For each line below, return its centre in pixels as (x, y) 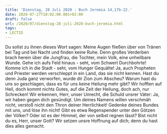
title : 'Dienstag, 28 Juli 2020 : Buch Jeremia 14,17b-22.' (69, 10)
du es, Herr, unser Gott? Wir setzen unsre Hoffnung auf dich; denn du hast (82, 121)
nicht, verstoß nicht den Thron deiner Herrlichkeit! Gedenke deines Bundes (82, 105)
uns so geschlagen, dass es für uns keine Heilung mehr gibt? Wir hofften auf (83, 84)
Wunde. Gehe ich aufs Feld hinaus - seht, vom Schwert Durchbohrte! (76, 63)
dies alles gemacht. (25, 126)
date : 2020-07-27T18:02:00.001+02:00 (44, 14)
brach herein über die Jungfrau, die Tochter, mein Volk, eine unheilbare (78, 57)
